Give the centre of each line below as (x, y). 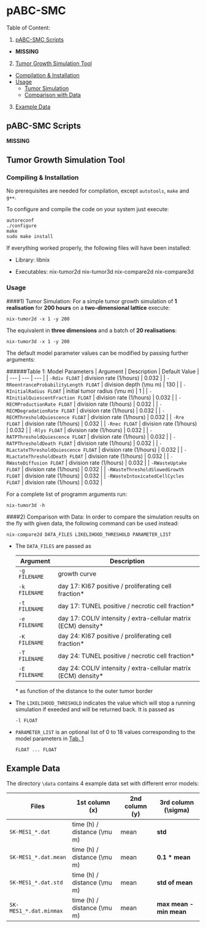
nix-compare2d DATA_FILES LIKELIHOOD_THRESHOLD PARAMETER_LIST (89, 535)
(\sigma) (177, 810)
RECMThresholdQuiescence (38, 417)
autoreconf (20, 221)
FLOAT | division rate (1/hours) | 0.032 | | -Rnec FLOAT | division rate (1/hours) (102, 423)
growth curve (77, 573)
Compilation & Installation (47, 75)
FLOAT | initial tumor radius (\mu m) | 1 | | (98, 391)
